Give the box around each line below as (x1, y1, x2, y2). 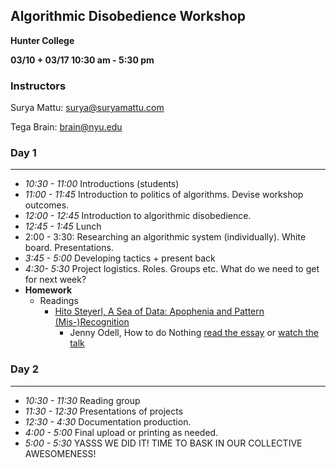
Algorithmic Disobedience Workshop (10, 8, 247, 25)
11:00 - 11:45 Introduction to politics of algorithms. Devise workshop (24, 189, 304, 201)
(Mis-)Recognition (54, 316, 130, 328)
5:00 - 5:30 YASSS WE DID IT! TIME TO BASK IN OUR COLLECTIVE (24, 437, 303, 449)
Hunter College (10, 34, 75, 46)
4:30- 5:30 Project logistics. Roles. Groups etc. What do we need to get (24, 263, 320, 275)
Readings (39, 295, 79, 307)
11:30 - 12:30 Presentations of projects (24, 405, 184, 417)
